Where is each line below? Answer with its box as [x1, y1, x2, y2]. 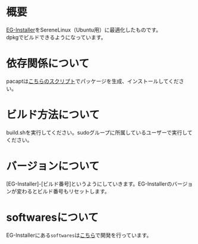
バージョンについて [6, 159, 100, 173]
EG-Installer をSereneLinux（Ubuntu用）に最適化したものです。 [6, 26, 162, 33]
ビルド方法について [6, 108, 100, 122]
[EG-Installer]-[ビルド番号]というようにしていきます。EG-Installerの [6, 180, 172, 187]
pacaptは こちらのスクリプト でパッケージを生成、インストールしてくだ [6, 77, 180, 85]
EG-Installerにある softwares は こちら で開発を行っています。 [6, 232, 152, 239]
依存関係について [6, 57, 90, 70]
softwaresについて [6, 211, 99, 224]
